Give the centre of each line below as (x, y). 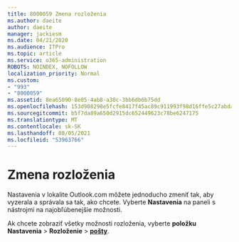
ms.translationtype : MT (43, 120)
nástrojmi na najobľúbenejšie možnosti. (65, 210)
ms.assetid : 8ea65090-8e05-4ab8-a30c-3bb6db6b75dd (84, 100)
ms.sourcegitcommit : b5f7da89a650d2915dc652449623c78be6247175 (103, 113)
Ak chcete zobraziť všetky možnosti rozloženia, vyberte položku (102, 223)
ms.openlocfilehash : (38, 107)
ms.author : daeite (34, 21)
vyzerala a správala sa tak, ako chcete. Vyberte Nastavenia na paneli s (111, 202)
